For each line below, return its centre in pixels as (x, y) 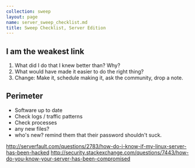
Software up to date (38, 110)
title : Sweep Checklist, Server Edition (56, 28)
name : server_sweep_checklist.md (47, 22)
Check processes (36, 123)
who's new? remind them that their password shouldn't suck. (88, 135)
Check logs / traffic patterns (49, 116)
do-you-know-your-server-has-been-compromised (68, 159)
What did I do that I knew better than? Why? (67, 65)
